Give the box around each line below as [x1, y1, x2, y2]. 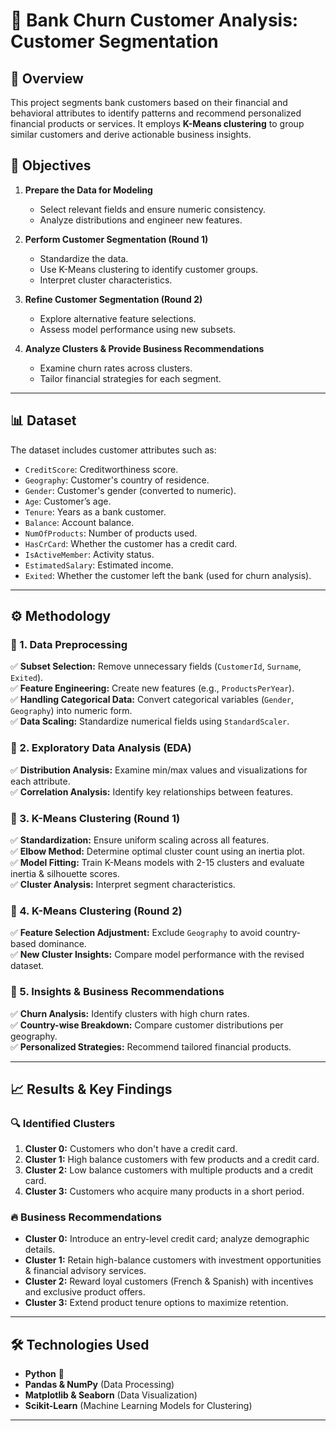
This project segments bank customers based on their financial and [10, 97, 288, 108]
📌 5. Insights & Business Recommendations [10, 985, 225, 999]
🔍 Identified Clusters [10, 1116, 116, 1130]
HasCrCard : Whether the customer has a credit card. [24, 537, 238, 549]
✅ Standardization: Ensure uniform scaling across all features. [10, 834, 270, 846]
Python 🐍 [24, 1368, 65, 1380]
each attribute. [10, 775, 71, 787]
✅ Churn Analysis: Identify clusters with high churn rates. [10, 1007, 250, 1019]
